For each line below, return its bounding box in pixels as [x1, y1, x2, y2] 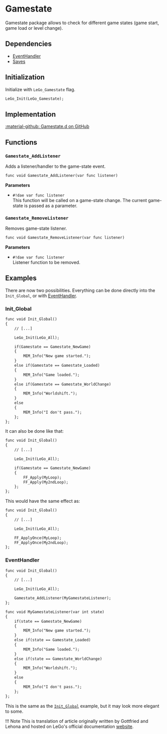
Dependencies [5, 40, 52, 48]
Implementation [5, 110, 56, 118]
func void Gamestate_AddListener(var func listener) [5, 173, 118, 178]
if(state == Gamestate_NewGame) [14, 619, 82, 624]
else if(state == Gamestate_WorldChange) [14, 656, 102, 661]
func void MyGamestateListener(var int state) [5, 609, 105, 615]
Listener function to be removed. [12, 259, 80, 265]
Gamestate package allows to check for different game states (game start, [5, 20, 159, 26]
